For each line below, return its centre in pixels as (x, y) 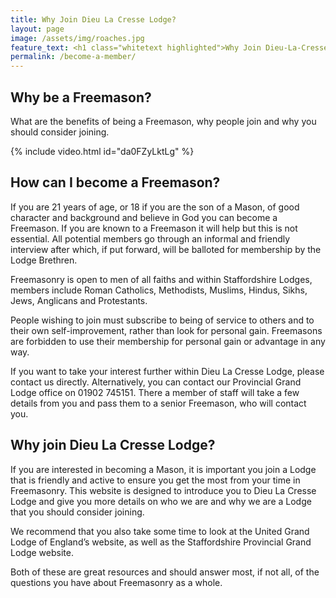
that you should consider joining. (77, 512)
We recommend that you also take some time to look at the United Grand (160, 531)
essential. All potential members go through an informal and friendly (150, 238)
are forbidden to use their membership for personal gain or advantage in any (168, 341)
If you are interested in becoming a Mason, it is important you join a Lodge (163, 469)
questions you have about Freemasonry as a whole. (116, 582)
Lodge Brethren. (44, 260)
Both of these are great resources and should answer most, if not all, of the (165, 572)
